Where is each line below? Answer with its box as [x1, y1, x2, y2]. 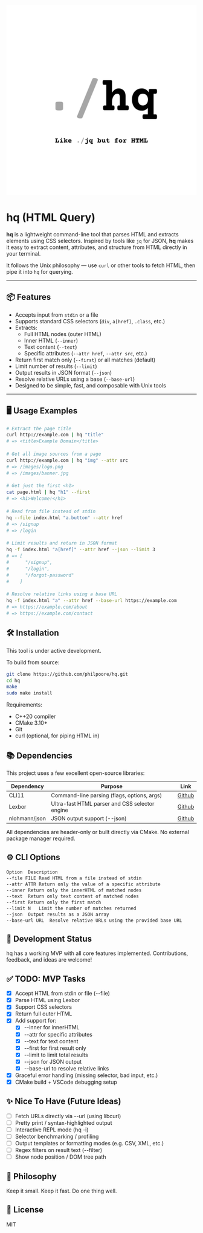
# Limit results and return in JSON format [6, 540, 118, 546]
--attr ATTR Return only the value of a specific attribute [6, 881, 161, 887]
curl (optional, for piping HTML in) [14, 732, 100, 739]
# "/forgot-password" [6, 572, 74, 578]
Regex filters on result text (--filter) [14, 1147, 103, 1154]
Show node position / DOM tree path [14, 1153, 106, 1160]
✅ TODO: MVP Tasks [6, 974, 86, 984]
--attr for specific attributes [24, 1031, 92, 1038]
